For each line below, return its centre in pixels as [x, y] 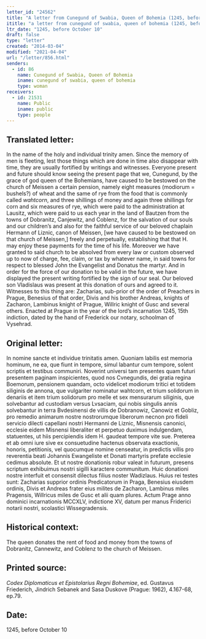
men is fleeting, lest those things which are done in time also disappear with [102, 161]
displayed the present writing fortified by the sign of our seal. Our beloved [100, 278]
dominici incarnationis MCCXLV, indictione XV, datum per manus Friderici [99, 502]
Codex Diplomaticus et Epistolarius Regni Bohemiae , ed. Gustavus [90, 583]
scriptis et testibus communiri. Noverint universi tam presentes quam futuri [101, 371]
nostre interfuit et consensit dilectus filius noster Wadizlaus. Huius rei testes [102, 475]
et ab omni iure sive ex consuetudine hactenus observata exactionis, [93, 443]
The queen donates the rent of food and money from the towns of [90, 542]
